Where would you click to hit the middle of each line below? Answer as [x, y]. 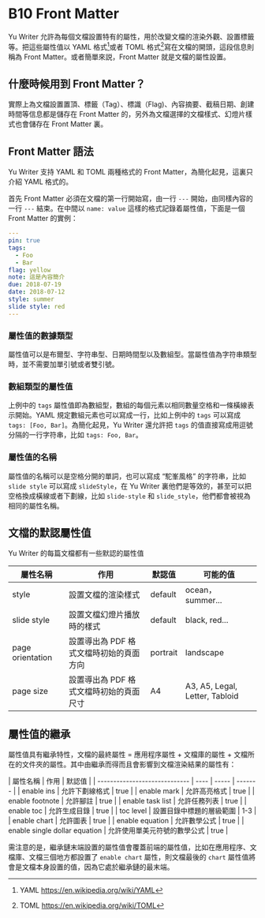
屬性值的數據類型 [41, 335]
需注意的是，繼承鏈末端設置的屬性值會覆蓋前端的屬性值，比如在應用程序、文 [132, 847]
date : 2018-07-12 [37, 292]
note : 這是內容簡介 [37, 277]
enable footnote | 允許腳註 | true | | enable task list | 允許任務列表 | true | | [127, 801]
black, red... [207, 620]
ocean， [201, 590]
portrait [164, 653]
